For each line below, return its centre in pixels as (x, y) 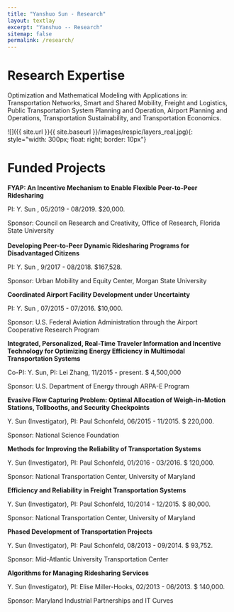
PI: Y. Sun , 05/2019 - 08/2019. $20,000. (66, 209)
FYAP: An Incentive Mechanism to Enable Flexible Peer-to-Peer (102, 188)
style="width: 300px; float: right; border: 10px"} (77, 139)
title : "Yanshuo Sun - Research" (57, 14)
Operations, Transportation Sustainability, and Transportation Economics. (115, 118)
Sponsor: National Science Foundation (63, 435)
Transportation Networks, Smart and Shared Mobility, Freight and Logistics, (118, 103)
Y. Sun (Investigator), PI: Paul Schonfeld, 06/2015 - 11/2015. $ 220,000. (111, 421)
